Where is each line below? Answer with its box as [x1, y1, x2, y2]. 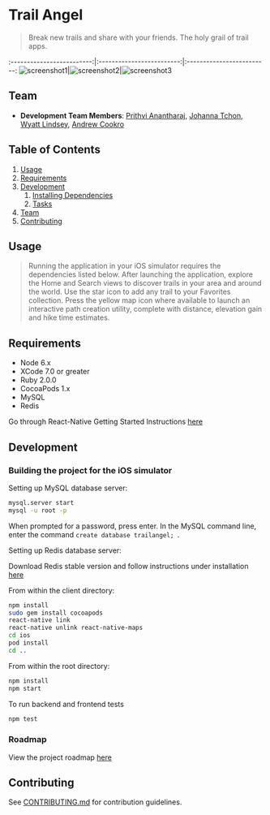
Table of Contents [8, 143, 101, 157]
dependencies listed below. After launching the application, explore [28, 270, 254, 279]
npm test [8, 714, 38, 723]
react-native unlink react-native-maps [8, 623, 144, 632]
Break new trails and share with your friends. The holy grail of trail [28, 32, 249, 42]
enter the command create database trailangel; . [8, 529, 180, 539]
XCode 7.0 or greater [19, 367, 91, 377]
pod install [8, 639, 49, 647]
